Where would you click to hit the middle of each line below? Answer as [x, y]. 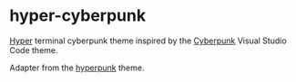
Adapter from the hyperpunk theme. [77, 68]
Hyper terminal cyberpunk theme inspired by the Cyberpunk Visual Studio [148, 41]
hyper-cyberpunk [78, 16]
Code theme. [34, 50]
